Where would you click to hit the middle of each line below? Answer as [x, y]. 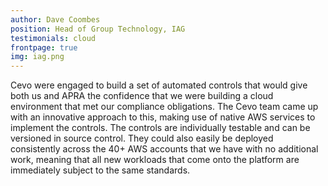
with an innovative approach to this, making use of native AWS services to [163, 117]
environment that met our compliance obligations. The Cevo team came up [164, 107]
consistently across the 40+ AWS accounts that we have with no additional [164, 149]
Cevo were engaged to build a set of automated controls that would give [159, 85]
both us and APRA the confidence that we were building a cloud [142, 96]
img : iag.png [37, 57]
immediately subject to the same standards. [100, 170]
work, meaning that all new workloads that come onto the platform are [155, 160]
